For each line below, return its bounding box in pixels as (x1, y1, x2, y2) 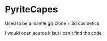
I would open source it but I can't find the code (5, 30, 102, 36)
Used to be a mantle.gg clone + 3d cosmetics (5, 20, 99, 26)
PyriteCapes (5, 4, 58, 15)
